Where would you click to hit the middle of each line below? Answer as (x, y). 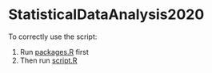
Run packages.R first (54, 52)
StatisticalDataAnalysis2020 (106, 15)
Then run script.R (48, 60)
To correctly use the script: (53, 36)
